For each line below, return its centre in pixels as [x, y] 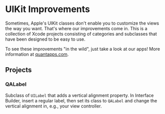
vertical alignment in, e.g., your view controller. [53, 106]
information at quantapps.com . [37, 54]
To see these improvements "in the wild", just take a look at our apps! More [83, 49]
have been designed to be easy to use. [45, 39]
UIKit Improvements [48, 9]
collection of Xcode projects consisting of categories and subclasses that [81, 34]
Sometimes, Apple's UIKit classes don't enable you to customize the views [82, 23]
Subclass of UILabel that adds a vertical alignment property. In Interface [79, 95]
